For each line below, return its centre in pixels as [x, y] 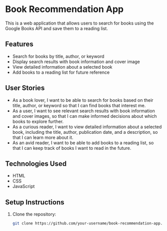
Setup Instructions [35, 202]
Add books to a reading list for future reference [61, 72]
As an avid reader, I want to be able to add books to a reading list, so [83, 143]
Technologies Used [36, 164]
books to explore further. [38, 121]
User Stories [25, 88]
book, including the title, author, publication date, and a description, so [85, 132]
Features [19, 44]
